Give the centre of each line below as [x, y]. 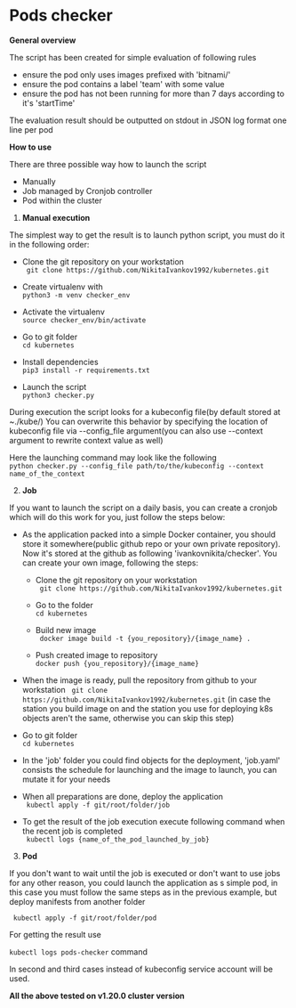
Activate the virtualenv [63, 312]
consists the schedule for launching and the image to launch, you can [149, 769]
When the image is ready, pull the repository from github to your [140, 680]
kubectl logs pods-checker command [79, 951]
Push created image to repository [96, 654]
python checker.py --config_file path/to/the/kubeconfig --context [137, 466]
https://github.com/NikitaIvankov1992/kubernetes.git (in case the [146, 699]
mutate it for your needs [66, 779]
